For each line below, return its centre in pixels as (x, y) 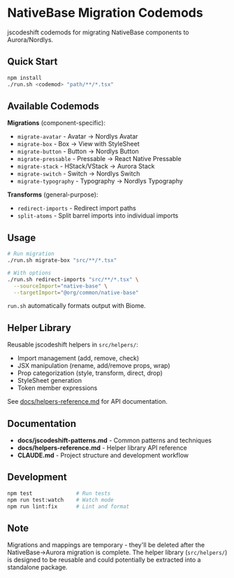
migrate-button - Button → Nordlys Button (78, 151)
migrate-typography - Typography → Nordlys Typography (100, 181)
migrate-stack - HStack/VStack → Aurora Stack (86, 167)
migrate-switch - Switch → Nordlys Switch (79, 174)
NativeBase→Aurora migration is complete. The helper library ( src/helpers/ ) (117, 552)
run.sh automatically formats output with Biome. (76, 306)
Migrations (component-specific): (57, 123)
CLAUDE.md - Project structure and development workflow (103, 455)
